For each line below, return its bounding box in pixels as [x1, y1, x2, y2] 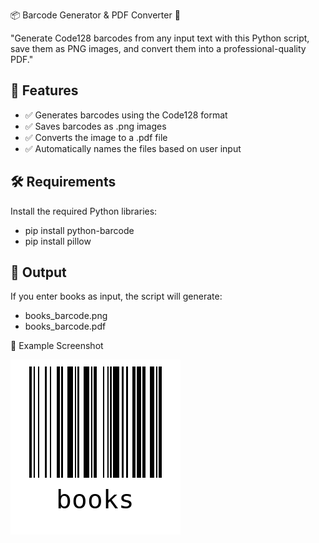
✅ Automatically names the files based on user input [24, 142, 242, 154]
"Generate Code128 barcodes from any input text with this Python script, [10, 32, 310, 44]
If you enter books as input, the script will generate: [10, 290, 223, 303]
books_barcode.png [24, 310, 108, 322]
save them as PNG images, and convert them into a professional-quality [10, 43, 307, 54]
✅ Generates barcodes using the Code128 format [24, 109, 228, 121]
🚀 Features [10, 82, 79, 99]
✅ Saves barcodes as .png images [24, 120, 167, 132]
